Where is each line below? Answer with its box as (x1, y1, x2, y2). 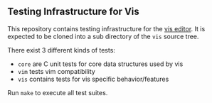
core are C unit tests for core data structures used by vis (17, 60, 184, 68)
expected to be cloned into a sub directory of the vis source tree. (7, 32, 199, 40)
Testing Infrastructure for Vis (7, 6, 140, 18)
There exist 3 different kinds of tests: (7, 45, 116, 54)
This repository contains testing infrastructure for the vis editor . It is (7, 24, 206, 33)
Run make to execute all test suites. (7, 88, 108, 97)
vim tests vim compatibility (17, 67, 96, 75)
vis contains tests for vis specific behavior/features (17, 75, 169, 83)
